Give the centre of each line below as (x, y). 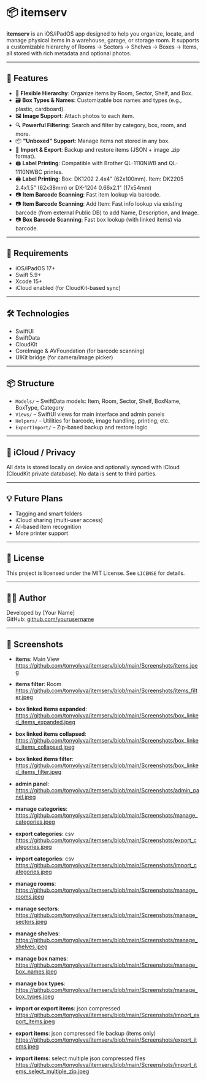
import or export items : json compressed (68, 1009)
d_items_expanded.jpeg (45, 722)
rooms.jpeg (30, 897)
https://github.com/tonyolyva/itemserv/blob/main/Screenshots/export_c (106, 840)
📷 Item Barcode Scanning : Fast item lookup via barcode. (88, 194)
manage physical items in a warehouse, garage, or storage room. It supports (103, 40)
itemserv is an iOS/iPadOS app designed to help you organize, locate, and (100, 33)
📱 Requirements (37, 253)
